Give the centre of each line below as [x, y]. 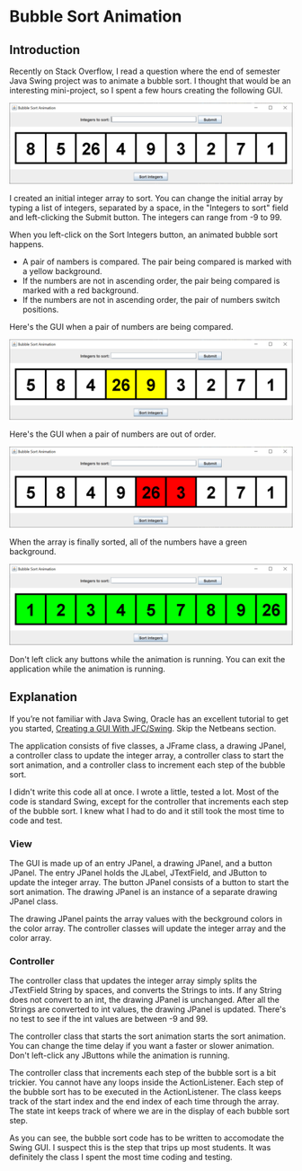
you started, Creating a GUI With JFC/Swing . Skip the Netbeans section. [143, 728]
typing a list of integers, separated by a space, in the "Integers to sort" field [149, 208]
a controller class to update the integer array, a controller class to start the [147, 755]
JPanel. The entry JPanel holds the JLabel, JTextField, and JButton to [138, 873]
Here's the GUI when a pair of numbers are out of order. [113, 434]
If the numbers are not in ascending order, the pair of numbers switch [151, 299]
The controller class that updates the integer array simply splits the [133, 980]
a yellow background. [62, 271]
